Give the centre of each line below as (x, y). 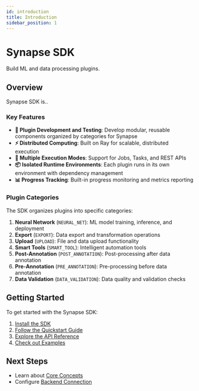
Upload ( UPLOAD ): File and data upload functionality (77, 241)
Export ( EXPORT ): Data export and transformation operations (87, 234)
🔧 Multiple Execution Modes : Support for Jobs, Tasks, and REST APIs (100, 158)
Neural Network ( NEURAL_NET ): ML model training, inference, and (93, 222)
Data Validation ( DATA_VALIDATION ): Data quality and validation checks (100, 279)
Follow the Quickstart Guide (49, 330)
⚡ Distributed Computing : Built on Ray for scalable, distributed (92, 143)
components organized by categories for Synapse (76, 136)
